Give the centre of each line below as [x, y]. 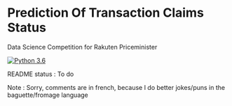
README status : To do [41, 74]
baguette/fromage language [48, 95]
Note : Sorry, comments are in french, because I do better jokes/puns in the [116, 87]
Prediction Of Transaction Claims [106, 13]
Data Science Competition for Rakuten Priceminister [82, 47]
